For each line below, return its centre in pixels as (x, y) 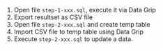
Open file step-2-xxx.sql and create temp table (82, 24)
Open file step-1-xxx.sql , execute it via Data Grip (85, 10)
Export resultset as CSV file (53, 17)
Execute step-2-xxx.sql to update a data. (73, 39)
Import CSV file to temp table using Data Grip (79, 32)
